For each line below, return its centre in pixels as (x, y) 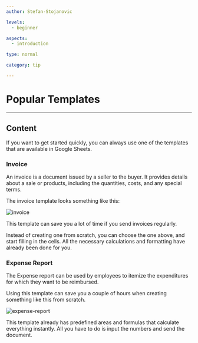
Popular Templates (53, 99)
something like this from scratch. (46, 300)
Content (22, 128)
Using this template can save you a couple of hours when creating (86, 293)
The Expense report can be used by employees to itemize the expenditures (97, 276)
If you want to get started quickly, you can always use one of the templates (97, 143)
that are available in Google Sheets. (49, 149)
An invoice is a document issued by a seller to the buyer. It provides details (97, 177)
